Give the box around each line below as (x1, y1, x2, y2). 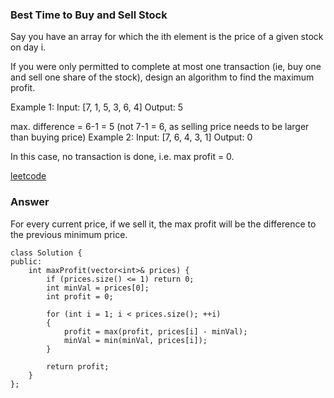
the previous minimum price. (10, 228, 128, 240)
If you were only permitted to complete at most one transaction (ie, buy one (10, 61, 322, 73)
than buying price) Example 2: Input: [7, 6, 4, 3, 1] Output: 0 (10, 131, 253, 143)
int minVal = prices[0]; (46, 283, 150, 293)
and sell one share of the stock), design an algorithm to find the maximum (10, 71, 315, 83)
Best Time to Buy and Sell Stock (10, 8, 168, 22)
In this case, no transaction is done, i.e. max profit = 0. (10, 151, 235, 163)
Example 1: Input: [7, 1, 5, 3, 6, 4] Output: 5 (10, 101, 184, 113)
